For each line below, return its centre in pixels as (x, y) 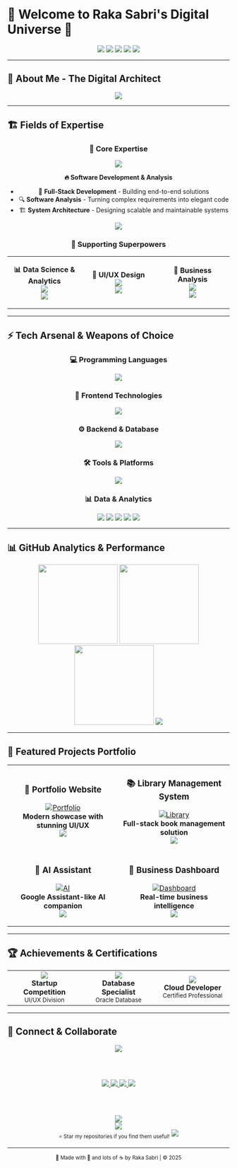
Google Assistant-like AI (63, 897)
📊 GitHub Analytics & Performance (86, 548)
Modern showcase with (63, 816)
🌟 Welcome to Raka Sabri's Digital (108, 15)
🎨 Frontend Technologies (119, 395)
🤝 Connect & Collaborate (62, 1032)
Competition (44, 992)
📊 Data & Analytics (119, 499)
